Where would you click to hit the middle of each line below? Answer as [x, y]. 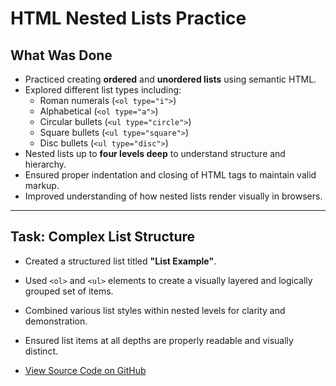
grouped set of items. [69, 291]
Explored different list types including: [103, 90]
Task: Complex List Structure [103, 237]
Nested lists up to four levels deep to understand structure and [155, 153]
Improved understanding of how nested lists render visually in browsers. [173, 196]
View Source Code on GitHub [85, 370]
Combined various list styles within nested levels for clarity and [155, 310]
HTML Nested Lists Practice [128, 18]
